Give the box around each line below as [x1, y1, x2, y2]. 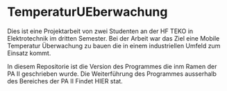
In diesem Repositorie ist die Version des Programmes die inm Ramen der [7, 62, 217, 70]
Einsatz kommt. [7, 49, 51, 57]
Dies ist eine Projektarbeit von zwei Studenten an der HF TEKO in [7, 27, 194, 35]
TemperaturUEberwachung [7, 4, 168, 20]
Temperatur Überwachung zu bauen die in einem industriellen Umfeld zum [7, 41, 221, 50]
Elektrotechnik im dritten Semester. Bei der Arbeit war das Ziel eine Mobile [7, 34, 220, 42]
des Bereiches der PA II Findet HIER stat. [7, 77, 123, 85]
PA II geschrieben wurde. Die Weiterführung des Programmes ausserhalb [7, 70, 217, 78]
